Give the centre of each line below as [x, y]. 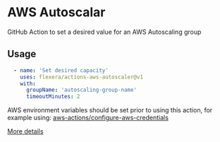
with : [28, 83]
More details [25, 131]
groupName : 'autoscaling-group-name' [81, 90]
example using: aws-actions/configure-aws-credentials [88, 118]
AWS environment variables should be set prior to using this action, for [110, 110]
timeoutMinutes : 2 [53, 97]
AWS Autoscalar [56, 12]
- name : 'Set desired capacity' [61, 70]
